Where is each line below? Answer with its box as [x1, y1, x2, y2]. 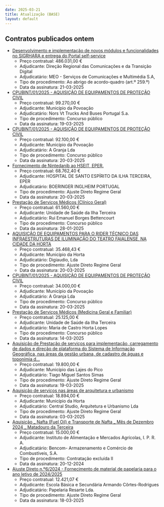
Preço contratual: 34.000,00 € [19, 283, 81, 289]
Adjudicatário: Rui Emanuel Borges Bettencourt [19, 215, 115, 221]
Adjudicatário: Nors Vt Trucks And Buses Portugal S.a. [19, 110, 129, 116]
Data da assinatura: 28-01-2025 [19, 225, 84, 231]
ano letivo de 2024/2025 [12, 471, 63, 477]
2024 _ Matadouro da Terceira [12, 424, 73, 430]
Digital [19, 68, 33, 74]
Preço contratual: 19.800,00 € [19, 361, 80, 367]
